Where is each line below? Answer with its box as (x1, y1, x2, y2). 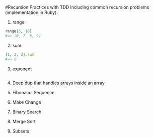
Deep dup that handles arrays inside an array (12, 80, 105, 86)
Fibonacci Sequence (12, 89, 55, 95)
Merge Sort (12, 118, 36, 124)
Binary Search (12, 109, 42, 115)
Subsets (12, 128, 30, 134)
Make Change (12, 99, 41, 105)
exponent (12, 66, 32, 72)
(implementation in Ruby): (5, 9, 58, 15)
